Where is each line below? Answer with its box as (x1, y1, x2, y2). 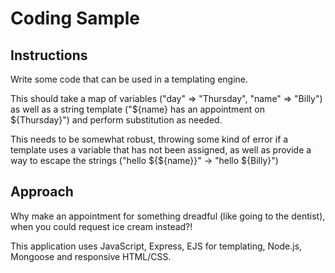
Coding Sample (10, 7, 140, 30)
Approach (10, 183, 74, 201)
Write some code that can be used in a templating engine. (10, 73, 249, 85)
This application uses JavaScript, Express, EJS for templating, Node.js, (10, 240, 303, 252)
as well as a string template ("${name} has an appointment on (10, 103, 266, 115)
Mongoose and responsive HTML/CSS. (10, 250, 172, 262)
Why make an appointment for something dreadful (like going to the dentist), (10, 210, 326, 222)
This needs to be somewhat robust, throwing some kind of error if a (10, 133, 289, 145)
